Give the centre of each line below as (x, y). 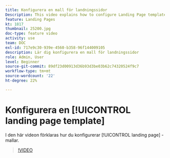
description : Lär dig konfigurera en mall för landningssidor (72, 52)
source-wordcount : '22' (30, 76)
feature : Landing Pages (30, 19)
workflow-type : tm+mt (28, 71)
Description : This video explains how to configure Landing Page (75, 15)
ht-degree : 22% (21, 81)
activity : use (20, 38)
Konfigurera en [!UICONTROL (68, 110)
